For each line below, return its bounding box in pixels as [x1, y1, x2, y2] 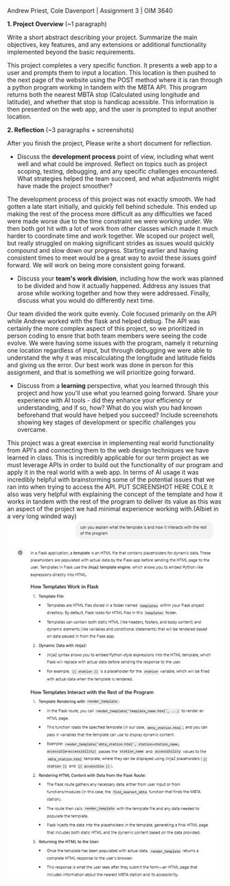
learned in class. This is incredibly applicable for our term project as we [7, 453, 209, 462]
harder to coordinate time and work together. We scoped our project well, [7, 231, 215, 240]
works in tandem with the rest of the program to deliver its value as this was [7, 497, 222, 506]
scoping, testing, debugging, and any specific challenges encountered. [16, 167, 218, 175]
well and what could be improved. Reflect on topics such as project [16, 160, 207, 168]
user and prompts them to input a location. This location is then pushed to [7, 69, 216, 76]
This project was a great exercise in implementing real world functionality [7, 439, 215, 447]
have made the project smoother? [16, 182, 113, 189]
